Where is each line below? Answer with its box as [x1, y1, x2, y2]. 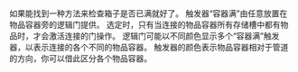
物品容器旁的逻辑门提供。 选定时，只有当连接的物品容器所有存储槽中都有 [9, 20, 281, 30]
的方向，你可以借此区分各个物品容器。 [9, 53, 152, 64]
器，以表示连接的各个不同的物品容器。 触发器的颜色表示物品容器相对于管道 [9, 42, 289, 52]
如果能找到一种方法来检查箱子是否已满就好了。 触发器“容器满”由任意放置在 [9, 8, 288, 19]
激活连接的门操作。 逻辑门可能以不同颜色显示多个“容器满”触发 [48, 31, 280, 41]
